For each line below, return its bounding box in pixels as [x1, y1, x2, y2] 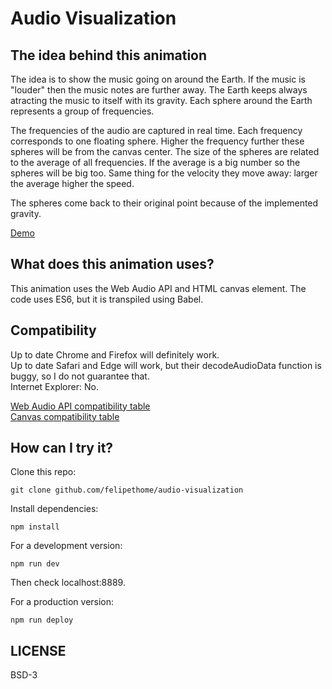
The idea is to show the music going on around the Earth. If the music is [10, 73, 306, 85]
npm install [10, 522, 60, 532]
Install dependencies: [10, 503, 99, 515]
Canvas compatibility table [10, 410, 120, 422]
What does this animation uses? [10, 256, 215, 273]
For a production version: [10, 596, 115, 608]
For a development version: [10, 540, 123, 552]
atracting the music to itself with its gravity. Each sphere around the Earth [10, 95, 313, 106]
